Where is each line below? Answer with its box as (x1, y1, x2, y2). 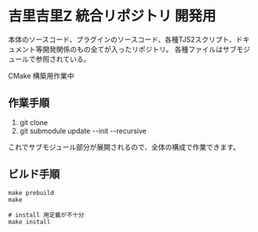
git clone (19, 117, 49, 127)
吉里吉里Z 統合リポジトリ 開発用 (8, 7, 216, 25)
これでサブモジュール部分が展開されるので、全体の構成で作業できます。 (8, 142, 241, 152)
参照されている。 (35, 54, 91, 64)
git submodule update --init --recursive (19, 126, 147, 135)
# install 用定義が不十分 (8, 211, 85, 219)
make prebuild (8, 189, 55, 197)
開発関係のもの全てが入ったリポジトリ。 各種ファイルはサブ (42, 44, 237, 53)
